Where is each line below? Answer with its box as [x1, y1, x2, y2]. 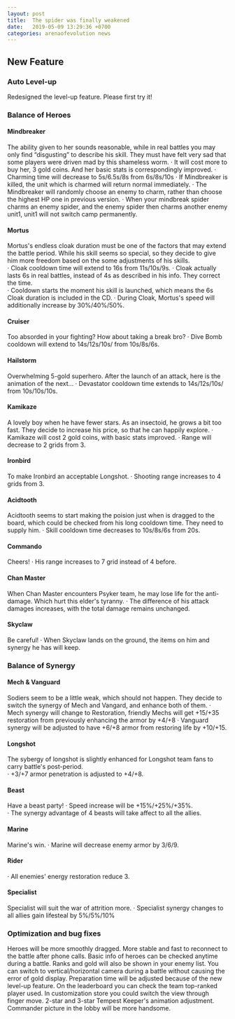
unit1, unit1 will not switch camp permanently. [7, 210, 138, 219]
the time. [7, 279, 33, 287]
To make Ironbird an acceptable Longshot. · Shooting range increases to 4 [7, 472, 222, 480]
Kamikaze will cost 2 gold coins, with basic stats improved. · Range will [7, 433, 212, 441]
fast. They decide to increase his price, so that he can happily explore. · [7, 425, 213, 434]
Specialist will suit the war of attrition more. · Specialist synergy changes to [7, 904, 224, 913]
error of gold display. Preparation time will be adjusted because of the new [7, 974, 222, 983]
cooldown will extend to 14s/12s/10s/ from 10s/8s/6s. [7, 340, 159, 349]
